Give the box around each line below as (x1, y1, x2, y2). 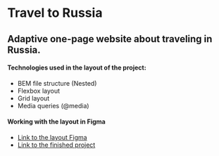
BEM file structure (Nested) (17, 79, 97, 87)
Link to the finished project (17, 141, 96, 149)
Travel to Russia (7, 5, 103, 21)
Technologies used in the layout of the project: (7, 63, 146, 72)
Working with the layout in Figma (7, 117, 106, 126)
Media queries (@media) (17, 101, 89, 110)
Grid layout (17, 93, 50, 103)
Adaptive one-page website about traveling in (7, 33, 213, 45)
